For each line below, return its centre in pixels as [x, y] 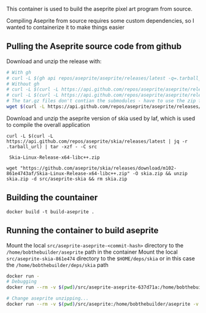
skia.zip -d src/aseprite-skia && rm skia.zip [67, 179]
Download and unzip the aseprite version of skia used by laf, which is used [101, 118]
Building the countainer [52, 198]
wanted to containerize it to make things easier [65, 27]
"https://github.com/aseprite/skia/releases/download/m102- [98, 168]
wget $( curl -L [26, 107]
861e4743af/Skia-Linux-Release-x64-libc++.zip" [68, 173]
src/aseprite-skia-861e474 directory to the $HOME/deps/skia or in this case [101, 258]
